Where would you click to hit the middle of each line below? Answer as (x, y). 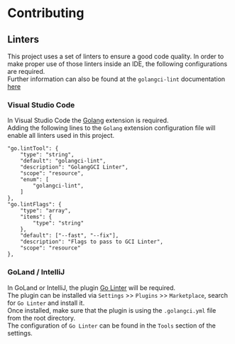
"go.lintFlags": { (34, 205)
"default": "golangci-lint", (63, 161)
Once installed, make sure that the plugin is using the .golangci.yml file (112, 310)
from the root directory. (42, 318)
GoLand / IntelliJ (36, 272)
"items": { (36, 217)
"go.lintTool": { (33, 149)
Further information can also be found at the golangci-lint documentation (116, 79)
